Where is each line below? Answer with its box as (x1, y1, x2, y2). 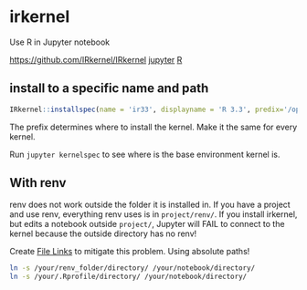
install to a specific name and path (9, 80, 209, 97)
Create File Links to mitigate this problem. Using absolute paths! (9, 246, 250, 257)
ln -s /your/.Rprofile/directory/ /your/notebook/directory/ (9, 272, 248, 282)
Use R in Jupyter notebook (9, 36, 111, 47)
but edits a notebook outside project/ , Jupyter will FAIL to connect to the (9, 219, 285, 230)
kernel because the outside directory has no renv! (9, 228, 197, 239)
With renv (9, 175, 67, 191)
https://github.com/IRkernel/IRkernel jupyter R (9, 54, 183, 65)
